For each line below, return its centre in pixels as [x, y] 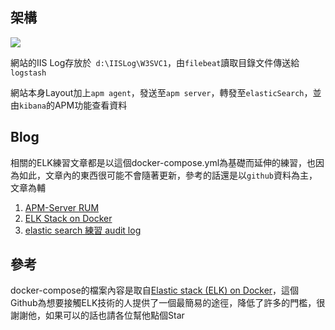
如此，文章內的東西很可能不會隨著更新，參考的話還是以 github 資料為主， [168, 175]
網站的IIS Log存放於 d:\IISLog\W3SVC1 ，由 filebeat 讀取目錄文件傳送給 [155, 62]
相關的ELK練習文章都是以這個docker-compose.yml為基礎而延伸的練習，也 [163, 162]
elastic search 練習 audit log [83, 230]
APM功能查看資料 [91, 105]
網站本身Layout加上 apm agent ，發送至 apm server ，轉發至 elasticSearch [157, 92]
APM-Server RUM [62, 207]
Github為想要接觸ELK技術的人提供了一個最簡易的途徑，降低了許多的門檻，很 [168, 303]
